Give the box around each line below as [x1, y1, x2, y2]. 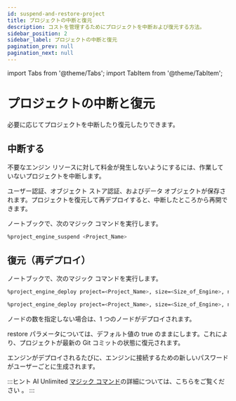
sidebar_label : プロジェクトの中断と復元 [7, 37, 118, 44]
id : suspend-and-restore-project [7, 10, 105, 18]
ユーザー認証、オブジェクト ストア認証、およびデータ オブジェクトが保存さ [7, 186, 226, 195]
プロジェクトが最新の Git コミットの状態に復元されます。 [19, 338, 185, 347]
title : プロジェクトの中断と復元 [7, 17, 93, 24]
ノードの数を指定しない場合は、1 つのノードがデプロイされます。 [7, 314, 196, 324]
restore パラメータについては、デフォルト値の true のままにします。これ [7, 330, 216, 338]
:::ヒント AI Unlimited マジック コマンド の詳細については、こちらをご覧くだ [7, 377, 225, 386]
